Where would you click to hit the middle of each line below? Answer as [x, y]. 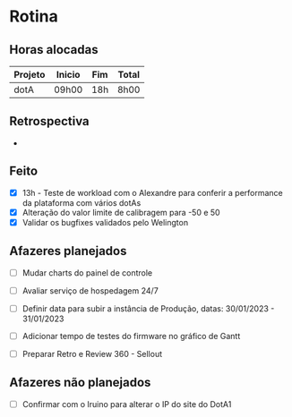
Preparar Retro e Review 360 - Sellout [92, 353]
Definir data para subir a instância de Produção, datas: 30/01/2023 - [148, 308]
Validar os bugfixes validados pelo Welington [105, 222]
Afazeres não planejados [80, 383]
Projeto [30, 75]
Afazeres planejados [68, 251]
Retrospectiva [49, 121]
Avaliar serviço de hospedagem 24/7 [90, 290]
